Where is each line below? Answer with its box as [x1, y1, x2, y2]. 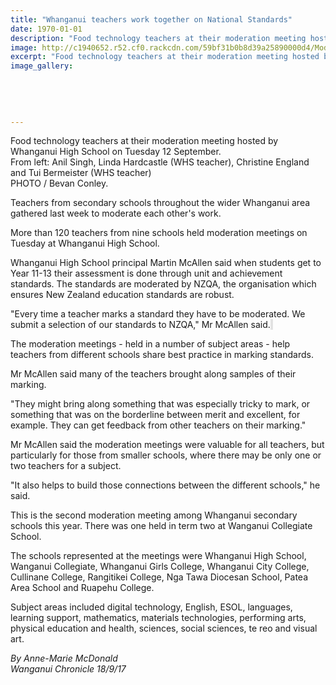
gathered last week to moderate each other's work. [10, 207, 222, 220]
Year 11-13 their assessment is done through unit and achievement [10, 267, 283, 280]
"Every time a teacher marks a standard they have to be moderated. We [10, 308, 306, 320]
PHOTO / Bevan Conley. [10, 177, 109, 190]
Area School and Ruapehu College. [10, 582, 155, 594]
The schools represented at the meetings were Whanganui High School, [10, 550, 307, 562]
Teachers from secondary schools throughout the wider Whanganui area [10, 197, 311, 209]
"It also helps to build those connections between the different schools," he [10, 479, 321, 491]
